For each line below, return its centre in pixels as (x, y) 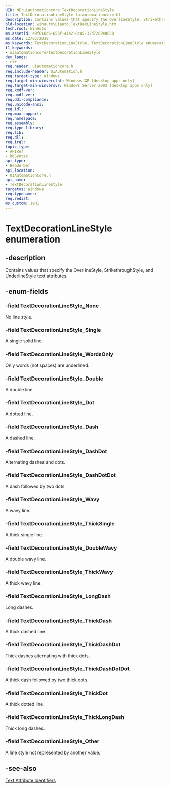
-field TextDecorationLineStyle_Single (53, 330)
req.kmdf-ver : (20, 90)
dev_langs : (17, 57)
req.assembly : (20, 123)
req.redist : (18, 198)
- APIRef (14, 152)
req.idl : (14, 109)
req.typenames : (21, 194)
